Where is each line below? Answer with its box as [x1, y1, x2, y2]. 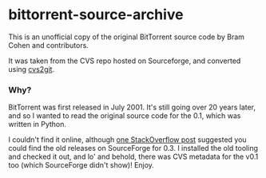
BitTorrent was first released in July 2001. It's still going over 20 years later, [8, 102, 256, 113]
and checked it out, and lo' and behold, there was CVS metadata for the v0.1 [8, 152, 259, 161]
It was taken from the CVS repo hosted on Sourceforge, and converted [8, 56, 241, 65]
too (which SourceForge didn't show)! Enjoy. [8, 160, 154, 170]
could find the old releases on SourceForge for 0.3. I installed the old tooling [8, 144, 258, 153]
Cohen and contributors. [8, 40, 89, 49]
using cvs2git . [8, 64, 54, 73]
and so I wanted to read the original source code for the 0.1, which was [8, 111, 241, 121]
